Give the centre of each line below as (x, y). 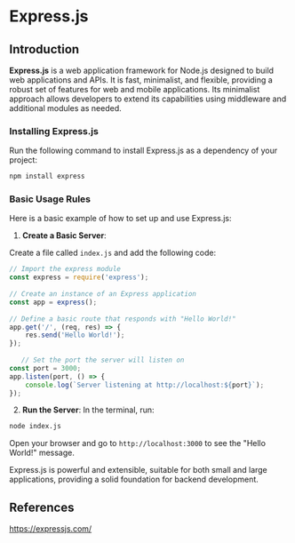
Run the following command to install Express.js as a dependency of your (144, 151)
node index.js (36, 427)
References (42, 507)
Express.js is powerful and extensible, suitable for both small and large (139, 470)
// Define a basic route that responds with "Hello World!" (123, 319)
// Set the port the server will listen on (103, 360)
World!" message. (42, 453)
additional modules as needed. (65, 108)
